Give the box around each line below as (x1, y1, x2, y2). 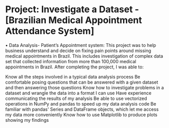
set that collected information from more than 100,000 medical (5, 58, 136, 64)
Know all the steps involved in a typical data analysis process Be (5, 73, 140, 80)
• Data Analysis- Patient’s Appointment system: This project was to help (5, 42, 156, 48)
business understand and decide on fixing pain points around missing (5, 47, 152, 54)
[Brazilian (5, 14, 47, 26)
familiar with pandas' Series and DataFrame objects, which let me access (5, 106, 159, 112)
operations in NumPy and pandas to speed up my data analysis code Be (5, 100, 156, 107)
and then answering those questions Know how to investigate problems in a (5, 84, 164, 90)
